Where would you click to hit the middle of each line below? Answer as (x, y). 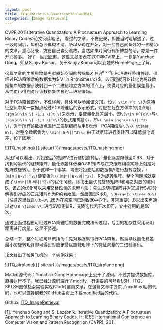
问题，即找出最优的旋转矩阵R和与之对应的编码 (109, 182)
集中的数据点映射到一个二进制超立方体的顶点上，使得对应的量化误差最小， (83, 86)
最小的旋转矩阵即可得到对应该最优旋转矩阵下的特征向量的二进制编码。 (75, 245)
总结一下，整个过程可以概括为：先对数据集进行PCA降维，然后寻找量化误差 (80, 239)
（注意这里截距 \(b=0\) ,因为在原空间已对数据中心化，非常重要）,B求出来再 (79, 200)
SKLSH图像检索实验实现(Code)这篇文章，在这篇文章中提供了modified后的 (79, 287)
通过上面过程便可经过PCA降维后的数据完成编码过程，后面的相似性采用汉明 (80, 223)
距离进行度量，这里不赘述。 (33, 228)
